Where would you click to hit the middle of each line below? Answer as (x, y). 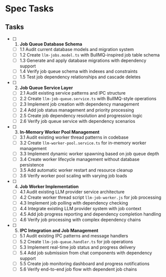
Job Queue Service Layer (46, 88)
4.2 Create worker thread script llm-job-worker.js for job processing (90, 197)
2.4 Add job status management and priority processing (77, 110)
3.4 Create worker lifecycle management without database (80, 159)
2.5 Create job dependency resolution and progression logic (81, 115)
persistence (32, 165)
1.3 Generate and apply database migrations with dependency (83, 60)
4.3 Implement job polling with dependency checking (74, 203)
